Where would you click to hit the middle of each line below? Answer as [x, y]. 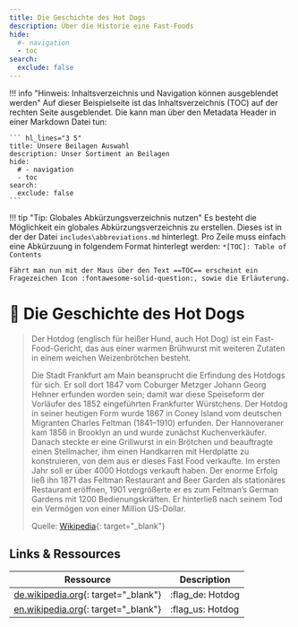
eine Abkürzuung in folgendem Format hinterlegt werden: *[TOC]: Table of [148, 246]
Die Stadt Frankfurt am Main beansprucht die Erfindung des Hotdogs [158, 375]
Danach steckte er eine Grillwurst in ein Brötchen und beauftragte [152, 441]
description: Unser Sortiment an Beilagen [89, 153]
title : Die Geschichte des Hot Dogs [77, 17]
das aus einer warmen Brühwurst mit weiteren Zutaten [185, 348]
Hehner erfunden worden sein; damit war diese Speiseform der [148, 394]
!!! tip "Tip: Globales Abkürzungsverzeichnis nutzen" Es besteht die [133, 217]
